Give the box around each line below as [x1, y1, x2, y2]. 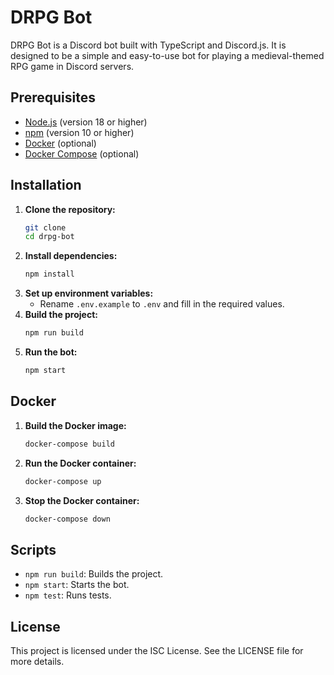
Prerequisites [10, 89, 96, 106]
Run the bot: [24, 346, 78, 358]
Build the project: [24, 309, 98, 321]
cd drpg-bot [24, 232, 75, 242]
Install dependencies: [24, 250, 118, 262]
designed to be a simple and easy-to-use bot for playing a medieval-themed [10, 49, 325, 61]
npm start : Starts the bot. [24, 579, 130, 591]
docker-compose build [24, 439, 115, 449]
